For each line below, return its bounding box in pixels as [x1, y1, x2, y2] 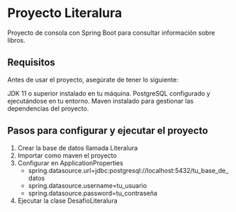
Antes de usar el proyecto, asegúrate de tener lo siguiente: [7, 75, 179, 84]
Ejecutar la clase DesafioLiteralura [17, 196, 118, 205]
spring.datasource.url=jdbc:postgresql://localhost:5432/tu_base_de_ [28, 166, 229, 174]
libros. [7, 35, 26, 44]
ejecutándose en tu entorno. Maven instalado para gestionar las [7, 96, 193, 105]
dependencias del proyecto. [7, 104, 89, 113]
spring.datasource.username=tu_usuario [28, 181, 147, 189]
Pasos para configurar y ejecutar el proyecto [7, 125, 208, 137]
